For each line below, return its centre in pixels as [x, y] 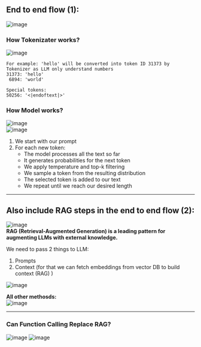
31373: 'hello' [25, 74]
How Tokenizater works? [43, 40]
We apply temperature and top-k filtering [74, 167]
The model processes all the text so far [72, 154]
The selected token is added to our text [72, 180]
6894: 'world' [26, 80]
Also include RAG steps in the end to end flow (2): [100, 210]
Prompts [25, 261]
